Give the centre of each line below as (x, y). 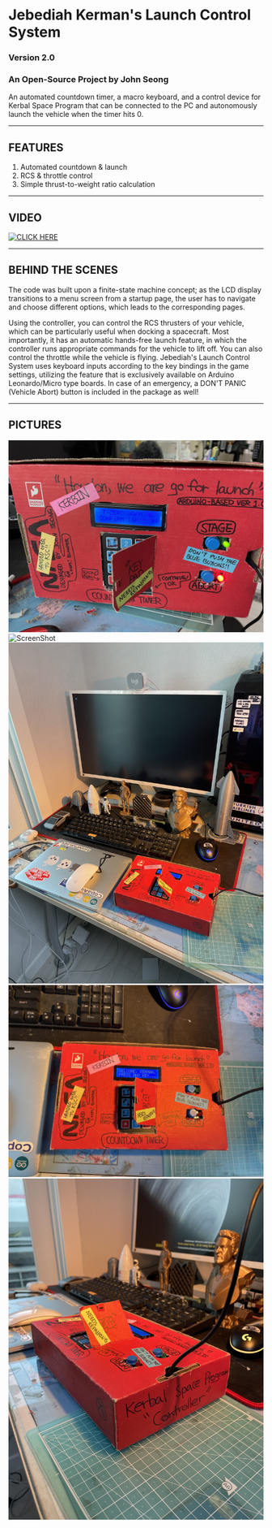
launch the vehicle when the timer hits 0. (76, 115)
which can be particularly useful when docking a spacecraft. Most (119, 331)
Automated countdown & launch (74, 167)
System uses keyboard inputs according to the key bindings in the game (129, 366)
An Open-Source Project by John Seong (89, 80)
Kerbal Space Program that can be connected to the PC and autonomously (133, 106)
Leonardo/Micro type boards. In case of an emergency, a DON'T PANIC (127, 383)
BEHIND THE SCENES (64, 270)
